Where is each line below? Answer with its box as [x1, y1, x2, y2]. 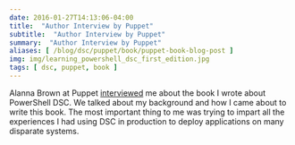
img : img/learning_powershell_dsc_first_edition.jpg [9, 55, 210, 64]
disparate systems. [9, 125, 80, 136]
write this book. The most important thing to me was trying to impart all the [9, 107, 285, 117]
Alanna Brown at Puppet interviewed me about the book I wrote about [9, 87, 266, 98]
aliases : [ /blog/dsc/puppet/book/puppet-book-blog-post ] [9, 47, 234, 55]
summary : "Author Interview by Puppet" [9, 38, 163, 47]
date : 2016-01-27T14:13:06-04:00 [9, 13, 134, 22]
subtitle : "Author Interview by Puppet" [9, 30, 166, 38]
